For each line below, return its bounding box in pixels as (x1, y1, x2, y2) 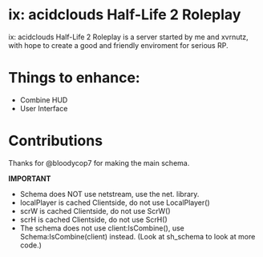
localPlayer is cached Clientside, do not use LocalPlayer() (19, 198, 210, 207)
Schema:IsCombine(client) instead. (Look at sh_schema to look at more (19, 231, 256, 241)
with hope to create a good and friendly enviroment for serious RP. (8, 40, 229, 50)
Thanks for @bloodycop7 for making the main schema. (8, 158, 190, 167)
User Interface (19, 103, 68, 113)
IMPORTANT (8, 174, 51, 183)
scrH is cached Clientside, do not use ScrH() (19, 215, 168, 224)
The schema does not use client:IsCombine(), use (19, 223, 184, 233)
